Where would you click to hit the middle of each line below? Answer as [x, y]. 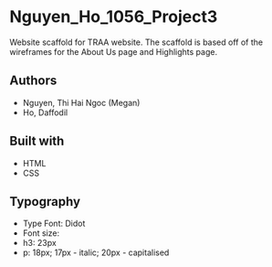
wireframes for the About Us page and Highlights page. [113, 51]
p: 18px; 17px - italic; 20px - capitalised [96, 252]
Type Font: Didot [54, 224]
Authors [33, 81]
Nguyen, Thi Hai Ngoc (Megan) [81, 102]
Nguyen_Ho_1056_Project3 [114, 17]
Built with [37, 141]
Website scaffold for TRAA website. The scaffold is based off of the [136, 42]
